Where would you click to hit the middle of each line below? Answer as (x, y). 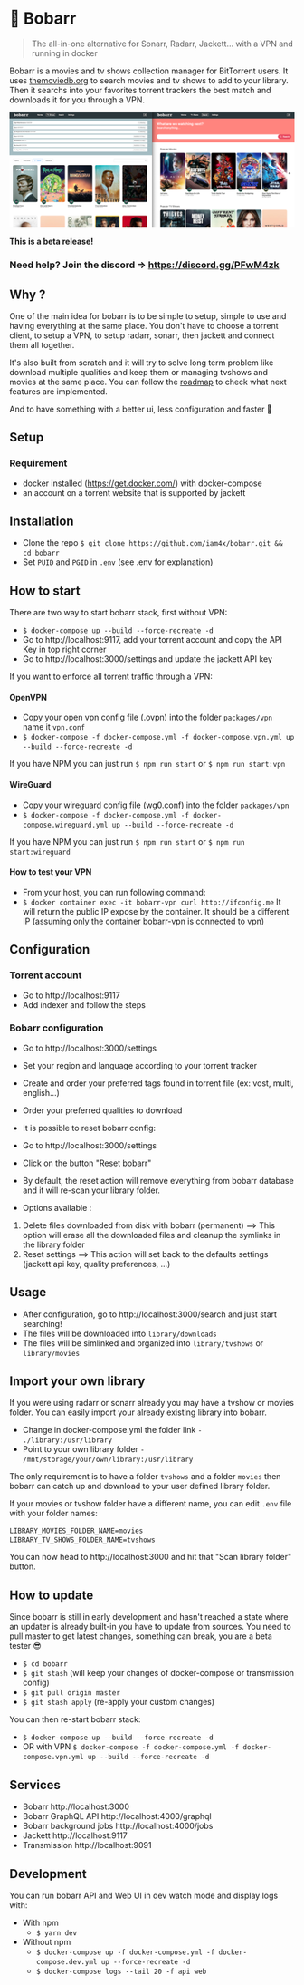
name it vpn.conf (54, 727)
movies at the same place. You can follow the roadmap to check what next (148, 382)
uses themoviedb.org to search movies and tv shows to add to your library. (149, 80)
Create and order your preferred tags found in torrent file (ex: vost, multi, (158, 1083)
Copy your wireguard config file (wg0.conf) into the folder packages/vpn (156, 805)
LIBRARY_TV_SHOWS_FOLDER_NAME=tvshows (82, 1540)
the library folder (54, 1244)
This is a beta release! (52, 242)
